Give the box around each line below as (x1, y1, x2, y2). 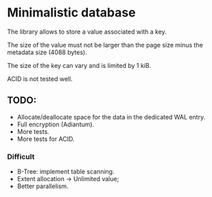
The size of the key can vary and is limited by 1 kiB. (7, 61, 152, 69)
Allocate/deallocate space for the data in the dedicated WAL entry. (16, 113, 206, 121)
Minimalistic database (7, 5, 136, 21)
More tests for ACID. (16, 135, 75, 143)
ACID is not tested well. (7, 74, 73, 83)
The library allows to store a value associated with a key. (7, 27, 167, 36)
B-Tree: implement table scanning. (16, 167, 115, 176)
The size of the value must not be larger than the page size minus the (7, 40, 204, 49)
